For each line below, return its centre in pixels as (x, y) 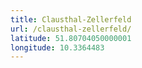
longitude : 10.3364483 (57, 47)
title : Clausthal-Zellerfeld (71, 19)
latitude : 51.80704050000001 (71, 38)
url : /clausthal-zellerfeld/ (71, 29)
